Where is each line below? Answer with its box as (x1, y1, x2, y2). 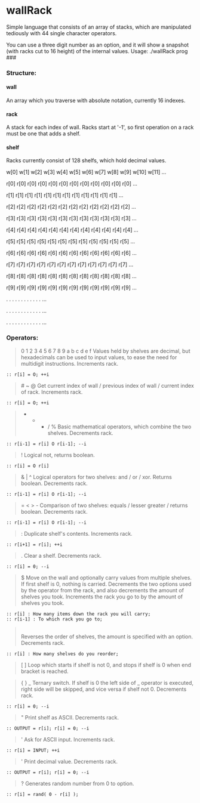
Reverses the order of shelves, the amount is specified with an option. (20, 633, 193, 640)
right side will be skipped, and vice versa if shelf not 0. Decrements (20, 685, 187, 693)
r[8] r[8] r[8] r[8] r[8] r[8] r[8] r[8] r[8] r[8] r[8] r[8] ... (6, 273, 137, 280)
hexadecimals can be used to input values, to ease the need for (20, 353, 177, 361)
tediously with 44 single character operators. (6, 29, 117, 36)
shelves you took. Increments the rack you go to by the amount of (20, 593, 183, 600)
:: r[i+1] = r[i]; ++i (6, 541, 63, 548)
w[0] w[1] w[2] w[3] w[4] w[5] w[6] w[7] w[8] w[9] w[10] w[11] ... (6, 168, 167, 176)
